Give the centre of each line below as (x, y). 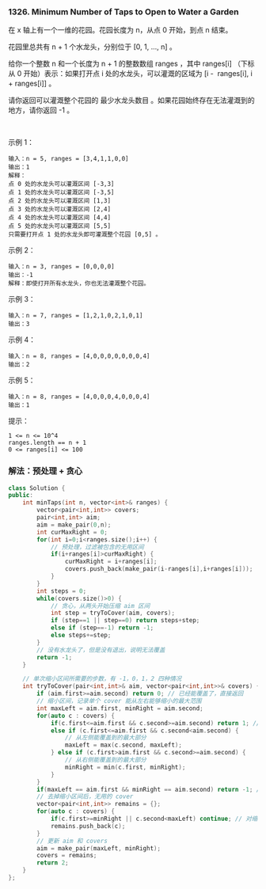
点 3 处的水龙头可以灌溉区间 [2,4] (60, 209)
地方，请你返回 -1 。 (41, 110)
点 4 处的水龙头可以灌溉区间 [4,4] (60, 218)
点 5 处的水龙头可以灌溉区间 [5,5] (60, 226)
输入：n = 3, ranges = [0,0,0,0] (61, 267)
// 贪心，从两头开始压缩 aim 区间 (100, 606)
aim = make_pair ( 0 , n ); (74, 525)
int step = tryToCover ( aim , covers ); (113, 613)
